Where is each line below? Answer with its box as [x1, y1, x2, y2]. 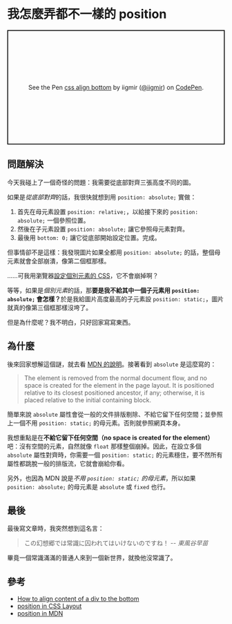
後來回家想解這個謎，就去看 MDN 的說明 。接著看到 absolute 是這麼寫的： [7, 360, 217, 368]
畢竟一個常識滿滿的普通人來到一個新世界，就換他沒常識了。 [7, 554, 177, 562]
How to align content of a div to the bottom [17, 595, 139, 603]
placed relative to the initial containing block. [23, 395, 152, 404]
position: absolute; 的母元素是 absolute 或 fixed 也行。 [7, 482, 169, 491]
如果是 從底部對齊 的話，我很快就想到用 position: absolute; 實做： [7, 193, 197, 201]
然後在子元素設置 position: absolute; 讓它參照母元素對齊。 [17, 225, 188, 233]
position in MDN [17, 609, 64, 618]
